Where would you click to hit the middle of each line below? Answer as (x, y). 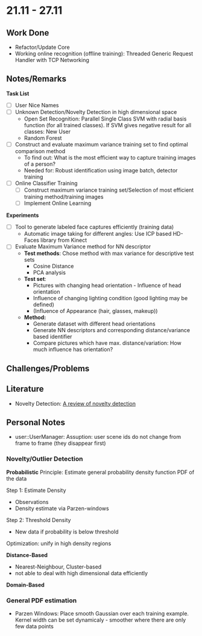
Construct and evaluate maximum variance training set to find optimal (101, 144)
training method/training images (64, 197)
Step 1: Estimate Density (36, 490)
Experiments (23, 215)
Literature (25, 389)
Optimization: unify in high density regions (59, 543)
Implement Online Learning (58, 203)
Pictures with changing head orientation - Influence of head (107, 285)
